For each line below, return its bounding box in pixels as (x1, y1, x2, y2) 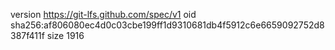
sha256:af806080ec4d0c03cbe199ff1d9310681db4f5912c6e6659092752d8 (10, 19, 325, 31)
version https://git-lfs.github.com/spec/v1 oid (10, 9, 197, 20)
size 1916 (46, 30, 85, 41)
